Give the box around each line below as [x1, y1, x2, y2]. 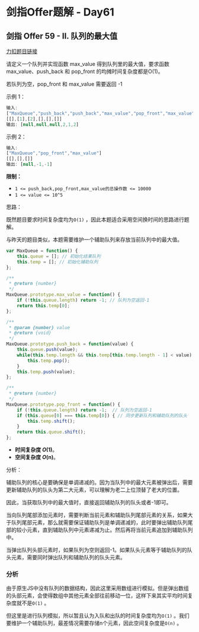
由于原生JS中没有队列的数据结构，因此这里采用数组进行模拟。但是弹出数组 [6, 584, 189, 592]
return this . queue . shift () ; [17, 429, 86, 435]
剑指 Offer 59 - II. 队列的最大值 [6, 31, 118, 41]
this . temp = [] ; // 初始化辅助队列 [17, 259, 98, 265]
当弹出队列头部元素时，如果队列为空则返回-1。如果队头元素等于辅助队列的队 [6, 546, 192, 553]
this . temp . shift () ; [27, 418, 76, 424]
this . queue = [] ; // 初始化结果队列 [17, 253, 101, 259]
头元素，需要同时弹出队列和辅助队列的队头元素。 [6, 554, 126, 561]
